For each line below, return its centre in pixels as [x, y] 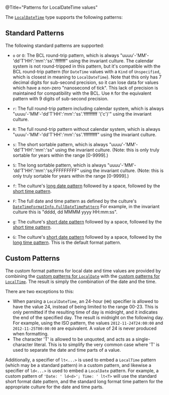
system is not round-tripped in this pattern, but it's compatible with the [87, 66]
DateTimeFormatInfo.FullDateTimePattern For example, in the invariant [86, 206]
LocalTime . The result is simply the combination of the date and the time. [81, 281]
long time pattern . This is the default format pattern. [67, 242]
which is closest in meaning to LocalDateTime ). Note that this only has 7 [87, 77]
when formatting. [31, 333]
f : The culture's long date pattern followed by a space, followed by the [86, 186]
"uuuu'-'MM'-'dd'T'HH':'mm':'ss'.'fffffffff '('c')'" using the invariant [82, 114]
